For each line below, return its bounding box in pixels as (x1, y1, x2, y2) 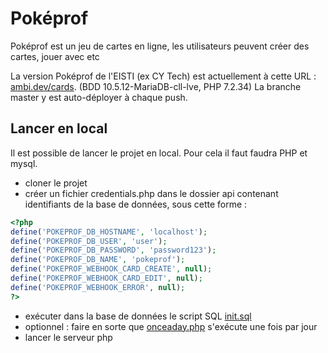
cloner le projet (24, 177, 88, 189)
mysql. (10, 157, 38, 169)
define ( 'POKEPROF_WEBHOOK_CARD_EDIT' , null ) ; (10, 273, 203, 283)
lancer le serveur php (24, 331, 113, 343)
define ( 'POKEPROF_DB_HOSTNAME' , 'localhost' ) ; (10, 227, 208, 237)
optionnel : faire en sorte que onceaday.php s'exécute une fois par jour (24, 320, 318, 332)
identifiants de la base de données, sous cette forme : (24, 198, 248, 210)
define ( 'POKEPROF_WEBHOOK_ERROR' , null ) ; (10, 282, 186, 292)
